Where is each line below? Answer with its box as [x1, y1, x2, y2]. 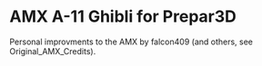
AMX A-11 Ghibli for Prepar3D [9, 6, 237, 27]
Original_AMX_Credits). [9, 45, 96, 56]
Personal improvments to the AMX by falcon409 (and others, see [9, 36, 253, 47]
